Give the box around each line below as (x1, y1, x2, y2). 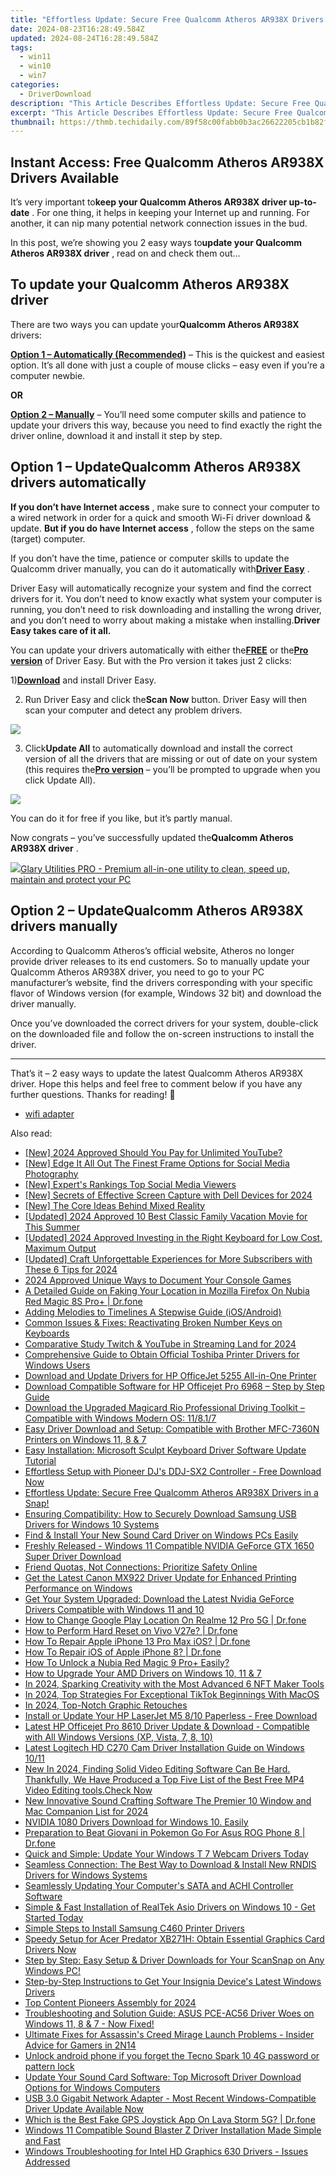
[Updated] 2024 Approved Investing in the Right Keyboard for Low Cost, (24, 1231, 323, 1243)
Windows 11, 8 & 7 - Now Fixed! (24, 2017, 155, 2030)
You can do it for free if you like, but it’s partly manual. (10, 812, 233, 824)
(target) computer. (10, 532, 86, 545)
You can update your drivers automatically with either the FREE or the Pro (10, 644, 309, 656)
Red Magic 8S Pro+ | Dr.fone (24, 1295, 143, 1307)
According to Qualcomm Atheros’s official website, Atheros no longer (10, 944, 295, 956)
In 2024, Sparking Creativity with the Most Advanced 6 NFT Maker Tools (24, 1677, 325, 1690)
